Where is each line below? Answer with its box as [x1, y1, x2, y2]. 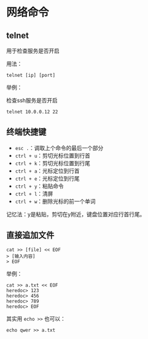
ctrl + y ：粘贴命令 [15, 182, 64, 190]
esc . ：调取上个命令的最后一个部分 [15, 144, 104, 151]
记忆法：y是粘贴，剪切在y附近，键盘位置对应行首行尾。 [6, 210, 146, 218]
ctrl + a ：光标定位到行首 [15, 167, 80, 174]
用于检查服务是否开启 [6, 47, 59, 54]
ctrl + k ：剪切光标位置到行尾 [15, 159, 91, 166]
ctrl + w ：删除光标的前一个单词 [15, 198, 96, 205]
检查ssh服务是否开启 [6, 97, 58, 104]
